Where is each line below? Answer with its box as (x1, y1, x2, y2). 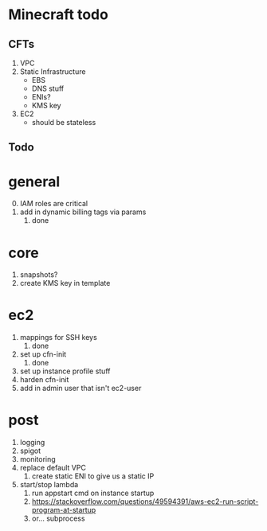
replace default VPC (19, 463, 86, 473)
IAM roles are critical (19, 199, 88, 209)
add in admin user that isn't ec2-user (19, 384, 142, 393)
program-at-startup (31, 506, 96, 515)
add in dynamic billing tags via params (19, 207, 147, 217)
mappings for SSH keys (19, 333, 97, 342)
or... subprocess (31, 513, 85, 523)
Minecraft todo (8, 6, 109, 24)
